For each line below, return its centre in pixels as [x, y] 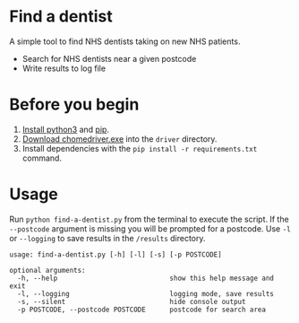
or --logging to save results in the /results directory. [107, 238]
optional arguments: [48, 270]
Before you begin [74, 105]
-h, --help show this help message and [146, 278]
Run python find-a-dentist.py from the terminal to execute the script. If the [149, 219]
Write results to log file [64, 68]
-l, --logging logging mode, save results [146, 293]
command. [42, 158]
